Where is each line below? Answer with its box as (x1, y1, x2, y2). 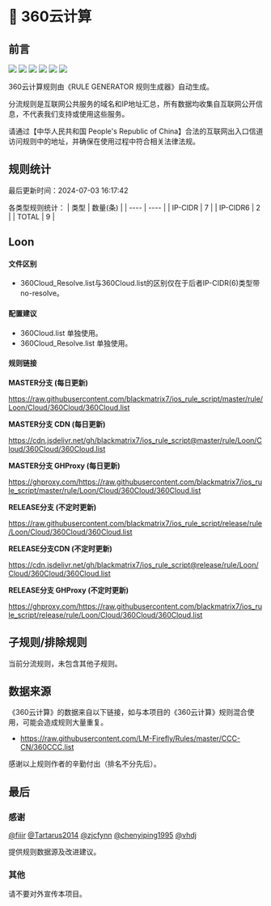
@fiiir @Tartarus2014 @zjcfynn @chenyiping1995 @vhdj (8, 831, 197, 840)
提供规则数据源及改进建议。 (8, 847, 101, 857)
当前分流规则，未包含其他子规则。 (8, 658, 122, 668)
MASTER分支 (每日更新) (8, 377, 89, 387)
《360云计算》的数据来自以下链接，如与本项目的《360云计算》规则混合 (8, 708, 248, 717)
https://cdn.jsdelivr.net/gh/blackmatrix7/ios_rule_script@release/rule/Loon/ (8, 559, 259, 569)
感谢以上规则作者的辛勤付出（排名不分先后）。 (8, 759, 161, 769)
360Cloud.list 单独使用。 (19, 328, 103, 338)
